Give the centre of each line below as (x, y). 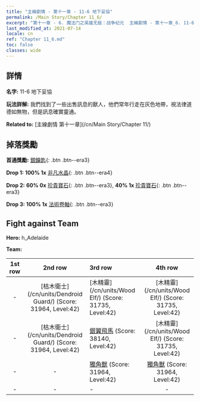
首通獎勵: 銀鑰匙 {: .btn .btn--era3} (48, 160)
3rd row (101, 268)
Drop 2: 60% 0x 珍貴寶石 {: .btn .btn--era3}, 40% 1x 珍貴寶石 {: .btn (89, 186)
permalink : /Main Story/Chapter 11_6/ (54, 17)
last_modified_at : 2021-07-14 (44, 28)
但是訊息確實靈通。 (55, 111)
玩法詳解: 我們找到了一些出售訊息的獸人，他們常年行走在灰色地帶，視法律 (96, 104)
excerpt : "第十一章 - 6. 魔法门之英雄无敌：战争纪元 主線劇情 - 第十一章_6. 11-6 (100, 23)
